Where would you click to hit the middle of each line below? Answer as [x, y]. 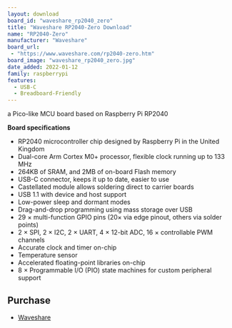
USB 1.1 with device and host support [72, 195]
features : [22, 80]
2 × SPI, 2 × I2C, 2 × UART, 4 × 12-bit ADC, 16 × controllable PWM [115, 232]
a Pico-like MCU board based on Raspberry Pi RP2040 [88, 114]
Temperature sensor [47, 255]
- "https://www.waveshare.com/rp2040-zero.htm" [82, 54]
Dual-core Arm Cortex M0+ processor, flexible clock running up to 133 [121, 157]
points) [28, 225]
